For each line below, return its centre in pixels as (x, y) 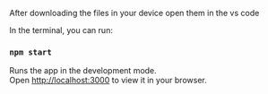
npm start (30, 52)
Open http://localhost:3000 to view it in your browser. (108, 81)
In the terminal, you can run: (61, 30)
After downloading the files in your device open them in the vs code (134, 13)
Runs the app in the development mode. (83, 71)
